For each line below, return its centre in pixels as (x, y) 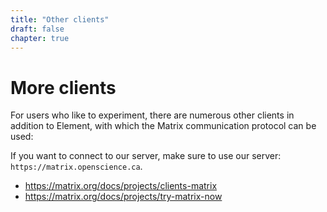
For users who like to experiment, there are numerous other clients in (152, 115)
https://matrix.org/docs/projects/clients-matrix (121, 186)
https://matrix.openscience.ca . (76, 167)
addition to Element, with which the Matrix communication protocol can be (163, 126)
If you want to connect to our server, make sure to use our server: (146, 156)
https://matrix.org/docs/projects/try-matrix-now (123, 197)
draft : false (37, 29)
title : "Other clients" (60, 19)
